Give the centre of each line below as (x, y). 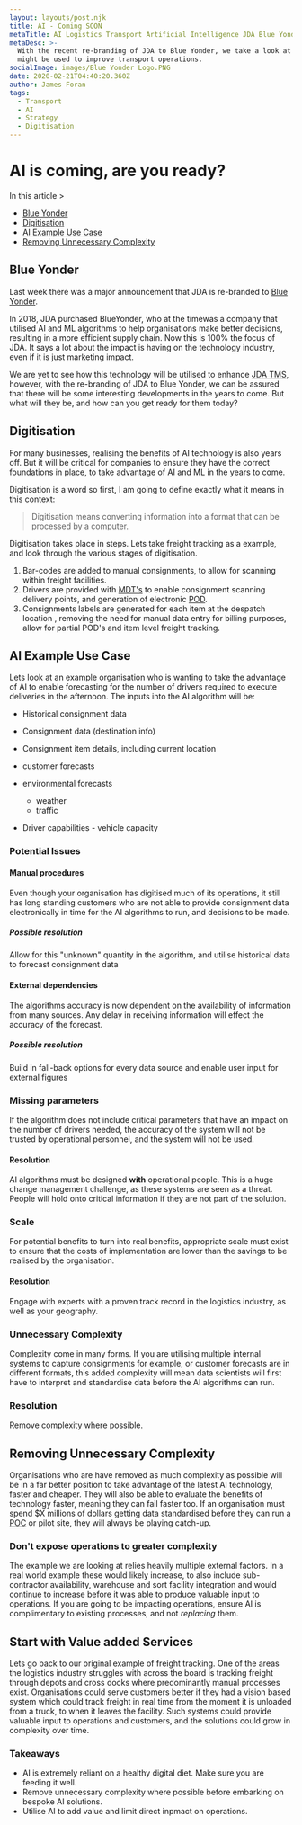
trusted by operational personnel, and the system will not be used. (132, 1139)
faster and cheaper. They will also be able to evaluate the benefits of (136, 1494)
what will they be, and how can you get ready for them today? (124, 403)
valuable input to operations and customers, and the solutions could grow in (150, 1721)
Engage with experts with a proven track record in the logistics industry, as (148, 1301)
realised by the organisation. (62, 1260)
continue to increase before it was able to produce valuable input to (134, 1594)
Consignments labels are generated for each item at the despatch (144, 609)
